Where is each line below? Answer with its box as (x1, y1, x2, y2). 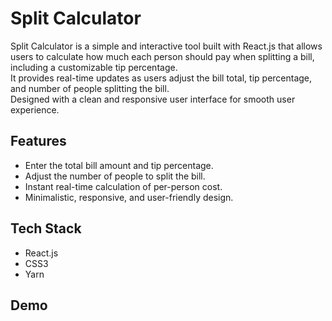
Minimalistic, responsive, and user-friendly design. (24, 191, 234, 203)
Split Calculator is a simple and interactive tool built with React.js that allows (10, 40, 323, 52)
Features (10, 133, 67, 150)
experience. (10, 103, 60, 116)
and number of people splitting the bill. (10, 82, 170, 94)
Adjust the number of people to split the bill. (24, 170, 206, 182)
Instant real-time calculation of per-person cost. (24, 180, 223, 192)
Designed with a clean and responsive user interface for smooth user (10, 93, 296, 105)
